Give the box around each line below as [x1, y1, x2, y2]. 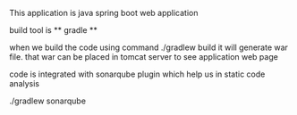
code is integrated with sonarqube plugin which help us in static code [9, 69, 266, 79]
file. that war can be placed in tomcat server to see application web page [9, 52, 279, 62]
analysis [9, 78, 40, 88]
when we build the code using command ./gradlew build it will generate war [9, 42, 289, 53]
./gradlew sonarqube [9, 95, 87, 106]
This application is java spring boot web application [9, 8, 199, 18]
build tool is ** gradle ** [9, 25, 98, 35]
